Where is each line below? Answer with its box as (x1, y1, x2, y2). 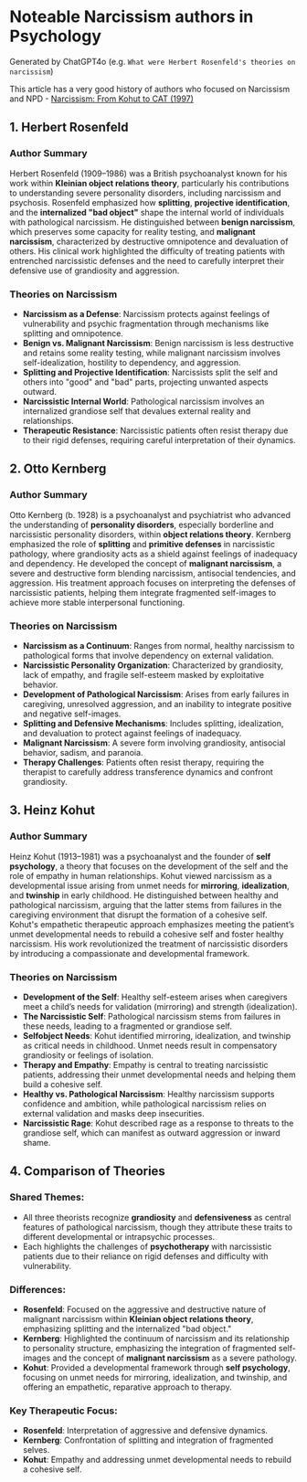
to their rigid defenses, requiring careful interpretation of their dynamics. (22, 434, 296, 445)
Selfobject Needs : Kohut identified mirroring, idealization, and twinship (22, 1030, 291, 1041)
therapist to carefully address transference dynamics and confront (22, 766, 274, 778)
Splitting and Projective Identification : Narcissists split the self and (22, 366, 279, 377)
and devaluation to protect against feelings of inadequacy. (22, 727, 242, 738)
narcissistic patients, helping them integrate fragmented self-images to (9, 587, 277, 598)
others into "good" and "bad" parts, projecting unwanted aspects (22, 376, 269, 387)
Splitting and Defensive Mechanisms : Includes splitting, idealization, (22, 717, 284, 728)
